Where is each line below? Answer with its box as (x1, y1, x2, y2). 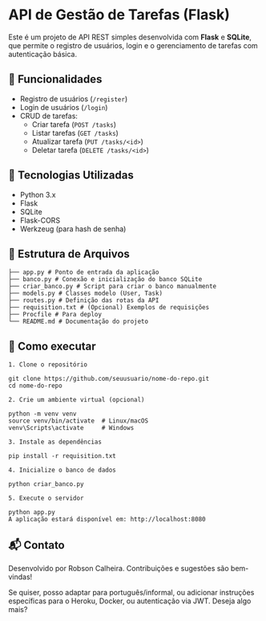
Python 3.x (19, 190, 56, 199)
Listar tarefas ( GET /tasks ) (31, 128, 119, 137)
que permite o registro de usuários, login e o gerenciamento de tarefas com (8, 40, 258, 50)
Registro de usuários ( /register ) (19, 94, 128, 104)
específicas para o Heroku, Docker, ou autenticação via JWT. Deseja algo (8, 596, 252, 606)
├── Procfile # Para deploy (8, 311, 103, 319)
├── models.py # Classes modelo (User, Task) (8, 289, 163, 298)
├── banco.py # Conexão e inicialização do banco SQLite (8, 276, 203, 284)
